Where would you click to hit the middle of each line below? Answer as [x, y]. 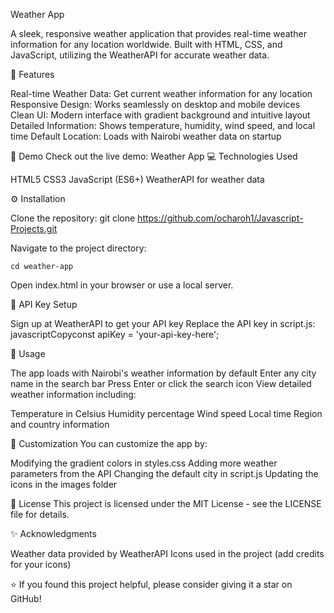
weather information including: [73, 394]
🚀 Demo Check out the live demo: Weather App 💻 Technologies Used [154, 156]
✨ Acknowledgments [53, 533]
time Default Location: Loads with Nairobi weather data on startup [146, 136]
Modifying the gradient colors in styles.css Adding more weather [144, 463]
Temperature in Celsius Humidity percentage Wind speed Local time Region [166, 413]
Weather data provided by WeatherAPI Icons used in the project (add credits [167, 553]
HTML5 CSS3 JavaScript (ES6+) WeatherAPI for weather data [137, 179]
